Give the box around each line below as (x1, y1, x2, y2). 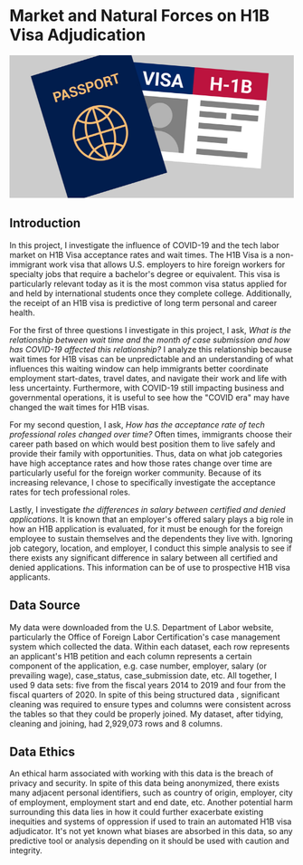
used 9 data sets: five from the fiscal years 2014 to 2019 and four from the (9, 679, 287, 690)
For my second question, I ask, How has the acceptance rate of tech (9, 418, 265, 430)
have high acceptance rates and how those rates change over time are (9, 457, 273, 468)
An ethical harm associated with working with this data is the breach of (9, 768, 274, 779)
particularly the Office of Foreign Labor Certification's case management (9, 631, 280, 642)
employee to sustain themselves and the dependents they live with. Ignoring (9, 533, 294, 543)
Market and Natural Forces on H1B (9, 5, 270, 26)
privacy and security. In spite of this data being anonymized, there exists (9, 778, 280, 789)
